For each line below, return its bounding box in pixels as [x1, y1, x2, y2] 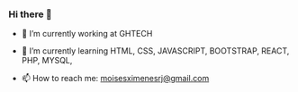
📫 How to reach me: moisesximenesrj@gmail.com [21, 73, 210, 84]
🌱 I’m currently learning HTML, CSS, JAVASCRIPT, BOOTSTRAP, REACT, [21, 46, 290, 56]
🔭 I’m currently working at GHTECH [21, 29, 153, 39]
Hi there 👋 [8, 8, 53, 21]
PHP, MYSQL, [21, 55, 73, 66]
